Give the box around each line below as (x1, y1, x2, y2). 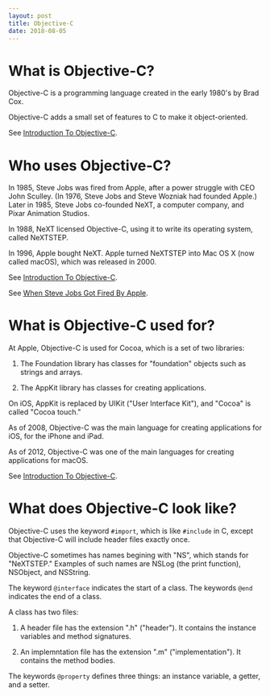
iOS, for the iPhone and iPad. (8, 431, 105, 441)
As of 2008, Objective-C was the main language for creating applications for (8, 423, 262, 432)
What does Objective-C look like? (8, 499, 237, 518)
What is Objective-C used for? (8, 316, 215, 335)
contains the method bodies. (19, 656, 115, 665)
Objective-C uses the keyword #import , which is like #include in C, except (8, 526, 254, 536)
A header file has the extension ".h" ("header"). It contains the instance (19, 623, 256, 633)
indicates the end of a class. (8, 592, 102, 602)
